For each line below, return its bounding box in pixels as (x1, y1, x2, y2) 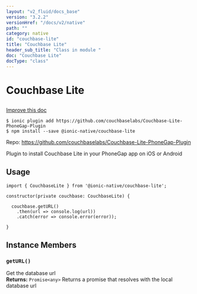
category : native (6, 31, 49, 37)
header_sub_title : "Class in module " (6, 47, 101, 53)
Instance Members (6, 240, 76, 250)
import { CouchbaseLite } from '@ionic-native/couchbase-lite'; (6, 182, 167, 189)
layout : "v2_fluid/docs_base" (6, 8, 81, 15)
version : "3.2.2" (6, 14, 49, 20)
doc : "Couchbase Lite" (6, 53, 62, 58)
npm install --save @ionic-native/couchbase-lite (11, 128, 135, 134)
